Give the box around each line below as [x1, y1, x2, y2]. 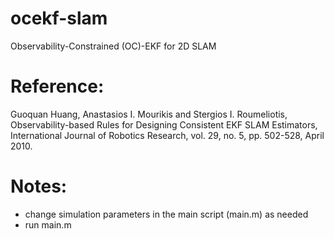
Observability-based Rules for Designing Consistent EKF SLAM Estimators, [10, 118, 318, 131]
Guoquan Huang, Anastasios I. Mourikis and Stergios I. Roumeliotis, [10, 108, 288, 120]
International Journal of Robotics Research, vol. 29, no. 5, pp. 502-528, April [10, 129, 325, 141]
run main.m [24, 218, 72, 231]
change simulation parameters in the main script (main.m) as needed [24, 208, 309, 220]
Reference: [10, 75, 105, 98]
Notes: [10, 175, 68, 198]
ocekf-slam [10, 7, 108, 30]
